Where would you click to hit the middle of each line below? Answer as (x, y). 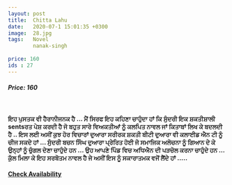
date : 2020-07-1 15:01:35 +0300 (58, 26)
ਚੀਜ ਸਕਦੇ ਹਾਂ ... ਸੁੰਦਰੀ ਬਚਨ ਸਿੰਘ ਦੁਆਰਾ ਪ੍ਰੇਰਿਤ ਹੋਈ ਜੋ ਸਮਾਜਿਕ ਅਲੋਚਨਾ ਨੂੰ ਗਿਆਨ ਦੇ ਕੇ (112, 142)
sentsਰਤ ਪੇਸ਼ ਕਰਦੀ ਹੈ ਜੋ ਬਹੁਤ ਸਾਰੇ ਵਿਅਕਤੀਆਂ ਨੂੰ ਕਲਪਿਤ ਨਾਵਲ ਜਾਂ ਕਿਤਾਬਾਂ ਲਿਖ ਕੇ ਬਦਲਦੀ (115, 127)
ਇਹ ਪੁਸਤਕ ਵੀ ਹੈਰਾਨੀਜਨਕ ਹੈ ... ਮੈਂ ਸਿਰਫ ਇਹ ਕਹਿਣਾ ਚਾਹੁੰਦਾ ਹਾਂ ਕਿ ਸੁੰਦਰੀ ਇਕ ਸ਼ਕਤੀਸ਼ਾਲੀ (111, 118)
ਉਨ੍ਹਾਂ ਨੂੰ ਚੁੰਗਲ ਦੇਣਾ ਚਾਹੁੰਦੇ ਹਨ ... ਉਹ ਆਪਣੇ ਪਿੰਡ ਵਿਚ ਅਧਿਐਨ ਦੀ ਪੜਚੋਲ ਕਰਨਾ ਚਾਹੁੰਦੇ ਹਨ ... (116, 150)
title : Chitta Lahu (38, 20)
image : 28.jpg (30, 33)
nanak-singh (51, 46)
